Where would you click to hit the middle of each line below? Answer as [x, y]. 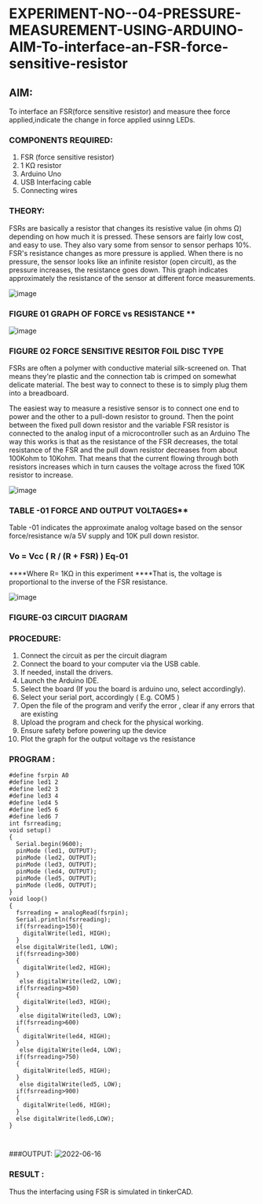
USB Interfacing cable [56, 182]
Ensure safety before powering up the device [93, 730]
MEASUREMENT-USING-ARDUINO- [126, 30]
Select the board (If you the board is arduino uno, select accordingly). [133, 689]
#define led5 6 [34, 810]
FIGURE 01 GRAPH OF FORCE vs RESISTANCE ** [102, 313]
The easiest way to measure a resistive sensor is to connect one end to [124, 408]
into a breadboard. [39, 393]
